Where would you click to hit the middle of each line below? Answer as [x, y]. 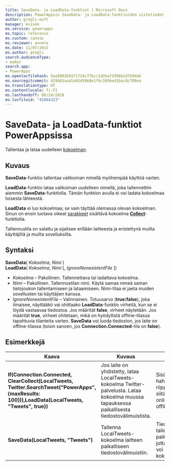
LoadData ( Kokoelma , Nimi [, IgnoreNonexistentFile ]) [61, 268]
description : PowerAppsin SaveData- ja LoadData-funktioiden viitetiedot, [86, 15]
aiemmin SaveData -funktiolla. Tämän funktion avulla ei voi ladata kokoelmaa [85, 193]
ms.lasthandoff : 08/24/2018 [35, 95]
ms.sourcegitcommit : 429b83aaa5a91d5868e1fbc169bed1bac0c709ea [73, 81]
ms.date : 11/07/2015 [27, 48]
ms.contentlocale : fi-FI [31, 90]
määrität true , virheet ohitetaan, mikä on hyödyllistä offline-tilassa [81, 315]
